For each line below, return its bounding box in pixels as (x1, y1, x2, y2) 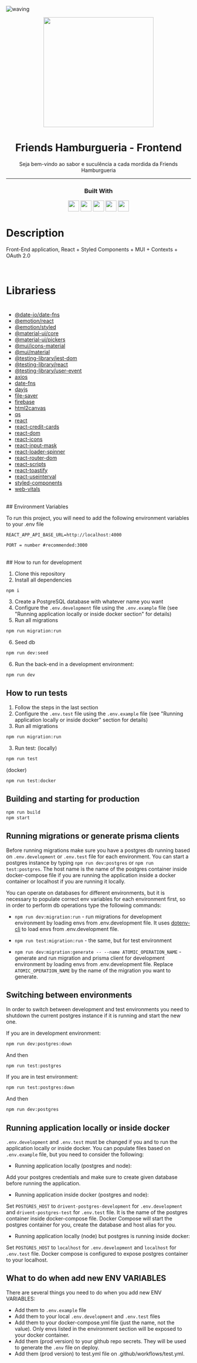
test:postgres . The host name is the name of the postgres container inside (6, 865, 188, 872)
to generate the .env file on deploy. (14, 1344, 100, 1351)
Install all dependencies (14, 576, 72, 583)
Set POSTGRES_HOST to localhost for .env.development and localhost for (6, 1243, 177, 1251)
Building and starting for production (6, 794, 140, 804)
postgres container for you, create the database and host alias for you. (6, 1221, 177, 1228)
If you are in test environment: (6, 1073, 79, 1080)
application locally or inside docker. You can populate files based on (6, 1144, 171, 1151)
